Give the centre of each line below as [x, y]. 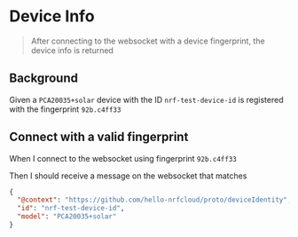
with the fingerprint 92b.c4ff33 [65, 109]
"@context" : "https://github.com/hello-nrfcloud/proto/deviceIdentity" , [154, 200]
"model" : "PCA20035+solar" [67, 217]
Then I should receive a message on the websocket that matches [128, 176]
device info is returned [72, 50]
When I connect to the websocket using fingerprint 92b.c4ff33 [123, 158]
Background [43, 79]
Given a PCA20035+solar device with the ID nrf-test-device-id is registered [146, 99]
